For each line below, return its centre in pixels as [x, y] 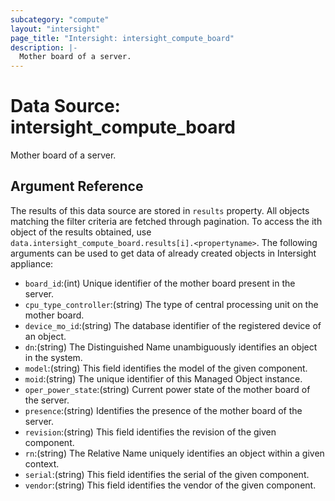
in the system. [53, 357]
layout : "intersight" [55, 29]
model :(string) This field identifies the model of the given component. [166, 368]
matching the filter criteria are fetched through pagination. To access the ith [166, 221]
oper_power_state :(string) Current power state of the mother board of [167, 389]
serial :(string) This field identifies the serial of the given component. [167, 474]
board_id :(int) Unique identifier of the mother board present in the [160, 283]
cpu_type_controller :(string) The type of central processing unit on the [171, 304]
